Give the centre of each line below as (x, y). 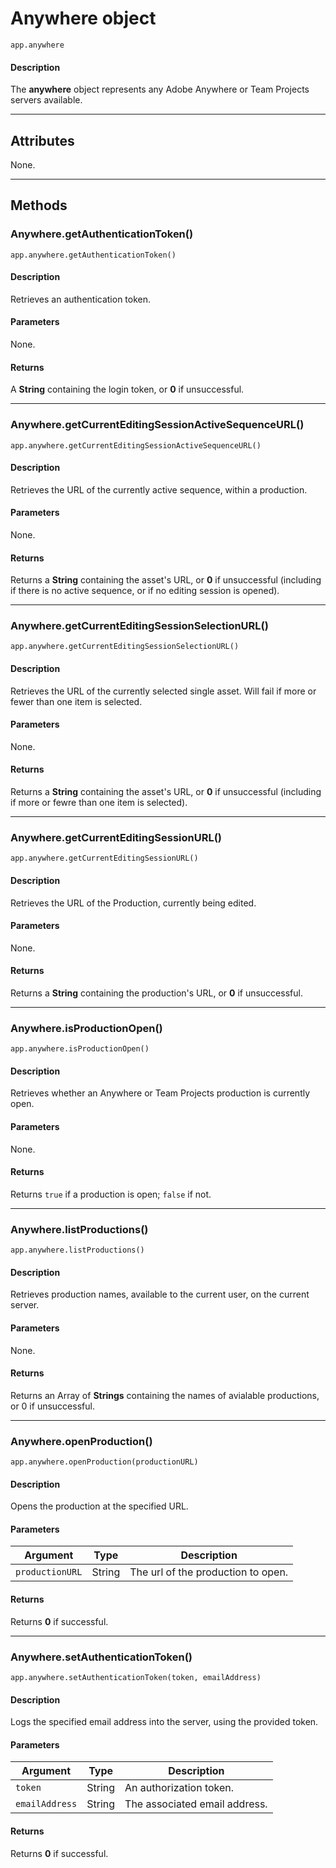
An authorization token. (179, 1788)
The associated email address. (196, 1804)
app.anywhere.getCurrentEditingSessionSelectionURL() (125, 647)
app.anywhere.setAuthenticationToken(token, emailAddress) (136, 1677)
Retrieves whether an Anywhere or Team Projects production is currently (160, 1093)
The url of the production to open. (209, 1572)
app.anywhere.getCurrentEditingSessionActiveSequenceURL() (136, 445)
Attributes (42, 140)
